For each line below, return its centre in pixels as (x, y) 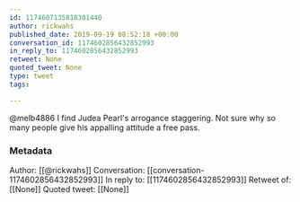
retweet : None (36, 59)
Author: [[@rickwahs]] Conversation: (77, 170)
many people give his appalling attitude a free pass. (105, 127)
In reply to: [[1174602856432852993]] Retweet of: (199, 180)
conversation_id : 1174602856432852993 (82, 43)
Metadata (31, 151)
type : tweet (31, 76)
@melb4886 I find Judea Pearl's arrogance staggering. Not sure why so (143, 118)
